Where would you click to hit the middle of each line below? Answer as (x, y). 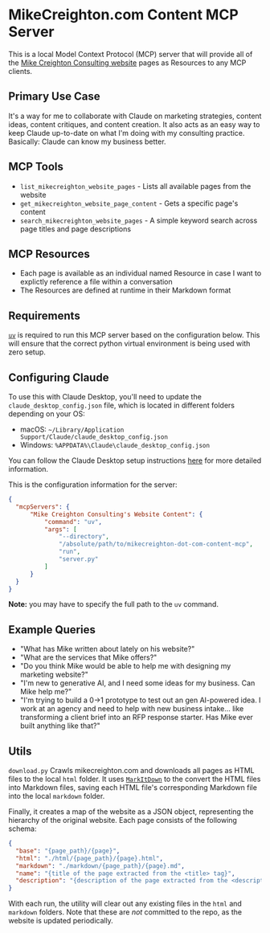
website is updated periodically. (61, 921)
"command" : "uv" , (73, 522)
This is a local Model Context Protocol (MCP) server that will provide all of (131, 54)
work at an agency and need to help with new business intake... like (132, 709)
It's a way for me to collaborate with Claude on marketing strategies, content (135, 116)
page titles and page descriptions (75, 229)
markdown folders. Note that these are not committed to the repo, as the (125, 912)
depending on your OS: (47, 414)
